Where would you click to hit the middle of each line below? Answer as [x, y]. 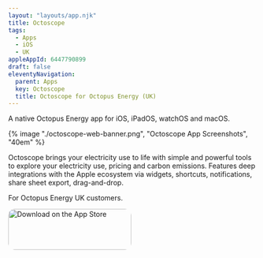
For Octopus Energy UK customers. [66, 198]
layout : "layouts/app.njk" [52, 15]
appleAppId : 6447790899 [47, 60]
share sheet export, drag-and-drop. [66, 183]
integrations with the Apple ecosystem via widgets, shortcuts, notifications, [130, 174]
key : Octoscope [40, 89]
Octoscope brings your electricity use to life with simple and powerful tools [130, 158]
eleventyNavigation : [42, 74]
